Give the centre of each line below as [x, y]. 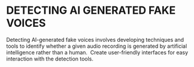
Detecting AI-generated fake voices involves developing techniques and [95, 39]
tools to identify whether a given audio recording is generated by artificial [97, 46]
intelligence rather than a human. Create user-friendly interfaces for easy [97, 52]
